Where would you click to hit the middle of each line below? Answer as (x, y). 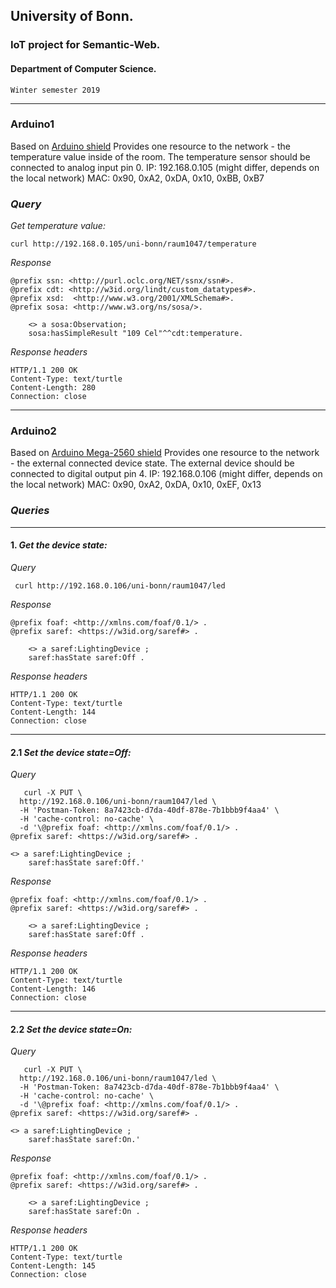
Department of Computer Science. (83, 68)
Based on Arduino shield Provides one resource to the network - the (151, 146)
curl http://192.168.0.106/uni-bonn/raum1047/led (120, 585)
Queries (30, 511)
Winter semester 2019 (55, 90)
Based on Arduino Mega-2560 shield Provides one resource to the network (165, 453)
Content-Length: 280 (53, 388)
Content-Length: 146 (53, 989)
